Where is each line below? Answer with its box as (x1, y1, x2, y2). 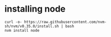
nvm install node (4, 28, 40, 33)
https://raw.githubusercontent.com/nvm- (24, 19, 107, 24)
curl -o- (4, 19, 22, 24)
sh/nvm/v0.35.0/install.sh (4, 23, 59, 29)
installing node (4, 3, 66, 15)
